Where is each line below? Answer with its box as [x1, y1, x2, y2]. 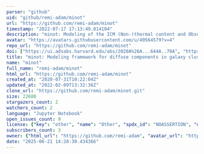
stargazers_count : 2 [6, 99, 59, 105]
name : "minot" [6, 59, 42, 65]
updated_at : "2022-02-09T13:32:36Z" [6, 82, 99, 89]
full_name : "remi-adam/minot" [6, 65, 83, 72]
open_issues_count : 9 [6, 116, 61, 122]
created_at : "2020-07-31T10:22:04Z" [6, 76, 99, 82]
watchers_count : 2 [6, 104, 53, 111]
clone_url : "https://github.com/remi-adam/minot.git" [6, 88, 146, 94]
